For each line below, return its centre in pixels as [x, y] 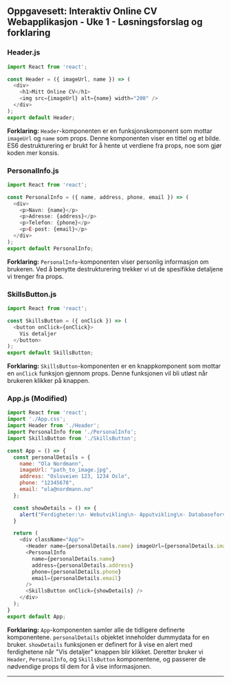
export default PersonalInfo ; [51, 248]
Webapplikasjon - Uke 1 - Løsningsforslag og [105, 22]
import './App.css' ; [37, 419]
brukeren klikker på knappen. [48, 381]
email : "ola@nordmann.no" [57, 489]
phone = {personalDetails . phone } [77, 572]
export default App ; [37, 616]
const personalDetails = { [52, 457]
